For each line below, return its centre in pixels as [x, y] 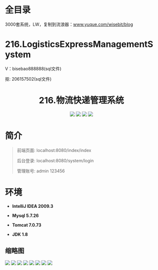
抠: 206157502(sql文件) [28, 79]
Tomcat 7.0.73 [27, 225]
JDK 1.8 [20, 234]
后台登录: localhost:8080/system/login [55, 160]
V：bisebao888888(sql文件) [33, 68]
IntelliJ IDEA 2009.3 [32, 206]
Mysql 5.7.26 [25, 215]
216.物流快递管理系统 [81, 101]
